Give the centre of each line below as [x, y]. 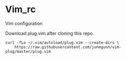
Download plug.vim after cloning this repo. [50, 33]
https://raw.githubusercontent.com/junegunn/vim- [68, 47]
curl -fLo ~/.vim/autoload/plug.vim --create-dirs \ [62, 42]
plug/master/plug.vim [28, 51]
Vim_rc [21, 9]
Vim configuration [24, 23]
